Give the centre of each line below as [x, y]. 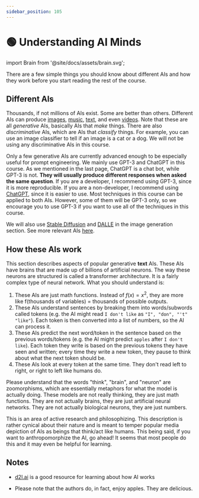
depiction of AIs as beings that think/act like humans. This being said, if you [98, 431]
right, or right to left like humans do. [58, 371]
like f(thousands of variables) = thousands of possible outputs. [91, 301]
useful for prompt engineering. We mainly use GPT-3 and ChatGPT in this [96, 162]
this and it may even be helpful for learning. [59, 444]
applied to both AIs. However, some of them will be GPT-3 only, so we [91, 200]
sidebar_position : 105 [34, 12]
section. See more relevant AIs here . [50, 231]
